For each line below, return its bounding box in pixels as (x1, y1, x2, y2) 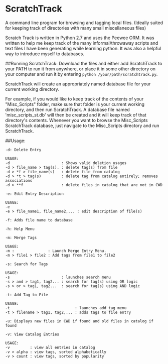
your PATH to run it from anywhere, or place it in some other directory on (5, 66, 156, 72)
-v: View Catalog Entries (5, 332, 59, 337)
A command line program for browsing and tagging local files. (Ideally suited (5, 20, 163, 26)
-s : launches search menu (5, 275, 111, 280)
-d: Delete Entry (5, 147, 42, 152)
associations (5, 178, 33, 183)
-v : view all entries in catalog (5, 345, 95, 350)
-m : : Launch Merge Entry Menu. (5, 248, 107, 254)
